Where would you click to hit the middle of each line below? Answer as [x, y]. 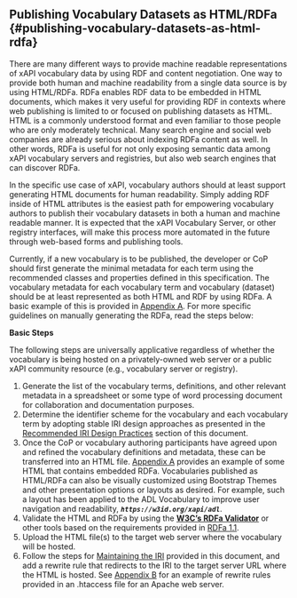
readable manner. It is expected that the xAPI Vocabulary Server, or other [143, 222]
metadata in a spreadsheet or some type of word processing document [152, 395]
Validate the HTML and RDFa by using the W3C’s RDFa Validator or [145, 518]
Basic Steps [31, 332]
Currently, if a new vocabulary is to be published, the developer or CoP [139, 259]
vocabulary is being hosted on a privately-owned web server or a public [141, 359]
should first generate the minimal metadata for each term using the [132, 268]
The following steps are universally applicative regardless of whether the [142, 349]
